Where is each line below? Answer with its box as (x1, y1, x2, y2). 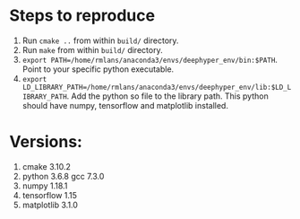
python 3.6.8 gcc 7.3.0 (21, 171, 105, 181)
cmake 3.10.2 (21, 161, 72, 171)
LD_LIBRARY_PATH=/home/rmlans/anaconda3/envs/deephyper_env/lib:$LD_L (21, 83, 292, 92)
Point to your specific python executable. (21, 64, 175, 74)
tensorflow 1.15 (21, 189, 78, 200)
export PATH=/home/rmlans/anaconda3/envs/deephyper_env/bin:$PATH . (21, 54, 278, 65)
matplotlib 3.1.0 (21, 199, 79, 210)
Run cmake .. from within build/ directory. (21, 35, 179, 46)
